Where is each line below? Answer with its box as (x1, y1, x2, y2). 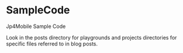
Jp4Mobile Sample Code (6, 23, 66, 30)
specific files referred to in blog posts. (6, 40, 98, 47)
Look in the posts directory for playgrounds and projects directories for (6, 34, 177, 41)
